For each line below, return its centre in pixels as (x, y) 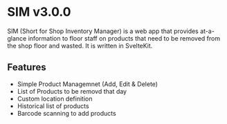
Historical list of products (53, 106)
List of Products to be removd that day (72, 91)
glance (17, 38)
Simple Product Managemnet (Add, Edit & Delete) (87, 84)
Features (27, 67)
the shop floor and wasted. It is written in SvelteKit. (80, 45)
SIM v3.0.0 (39, 12)
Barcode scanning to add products (66, 113)
